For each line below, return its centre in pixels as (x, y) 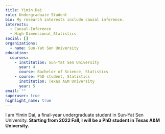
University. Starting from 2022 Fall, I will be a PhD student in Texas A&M (82, 120)
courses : (19, 58)
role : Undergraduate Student (36, 15)
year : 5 (27, 86)
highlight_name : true (28, 100)
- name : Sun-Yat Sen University (44, 48)
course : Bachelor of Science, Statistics (64, 72)
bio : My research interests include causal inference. (65, 19)
